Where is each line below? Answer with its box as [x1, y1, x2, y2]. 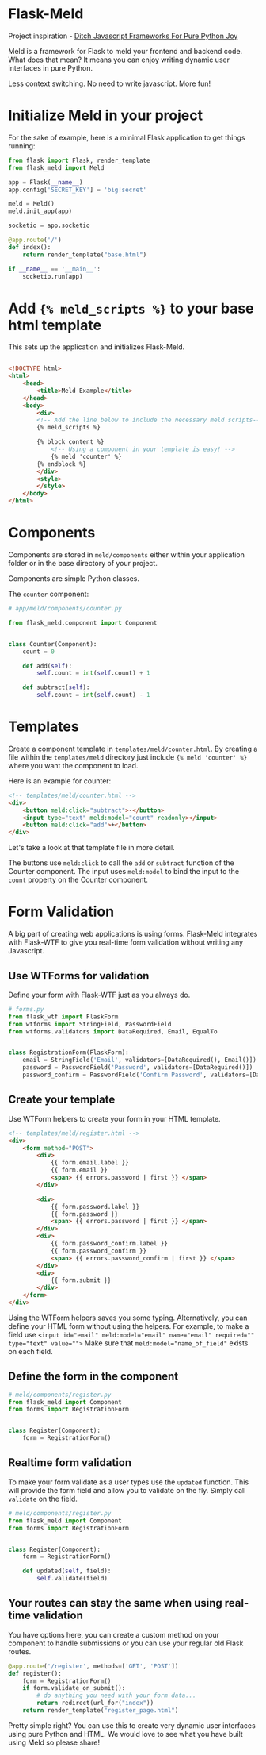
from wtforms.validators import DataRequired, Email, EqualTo [8, 1027, 218, 1036]
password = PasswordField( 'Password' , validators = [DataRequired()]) [22, 1064, 253, 1072]
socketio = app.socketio [8, 221, 90, 230]
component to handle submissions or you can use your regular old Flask [8, 1638, 244, 1648]
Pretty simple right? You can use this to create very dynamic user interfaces [8, 1720, 256, 1730]
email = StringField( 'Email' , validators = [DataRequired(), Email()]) [22, 1056, 257, 1064]
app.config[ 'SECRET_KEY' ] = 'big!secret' [8, 186, 147, 194]
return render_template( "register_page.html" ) [22, 1707, 179, 1715]
